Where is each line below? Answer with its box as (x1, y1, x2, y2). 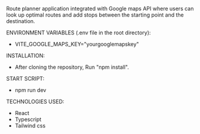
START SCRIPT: (6, 75, 45, 82)
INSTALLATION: (6, 52, 45, 59)
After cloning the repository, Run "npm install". (14, 63, 130, 71)
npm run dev (14, 87, 47, 94)
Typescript (14, 116, 42, 123)
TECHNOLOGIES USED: (6, 98, 64, 105)
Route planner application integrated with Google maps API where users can (6, 5, 194, 12)
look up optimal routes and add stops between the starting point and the (6, 11, 184, 18)
